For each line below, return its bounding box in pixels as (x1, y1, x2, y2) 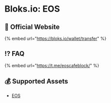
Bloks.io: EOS (4, 3, 60, 15)
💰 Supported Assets (4, 77, 68, 86)
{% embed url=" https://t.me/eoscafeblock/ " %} (4, 62, 100, 69)
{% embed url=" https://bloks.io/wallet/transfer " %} (4, 35, 107, 41)
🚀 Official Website (4, 23, 60, 31)
